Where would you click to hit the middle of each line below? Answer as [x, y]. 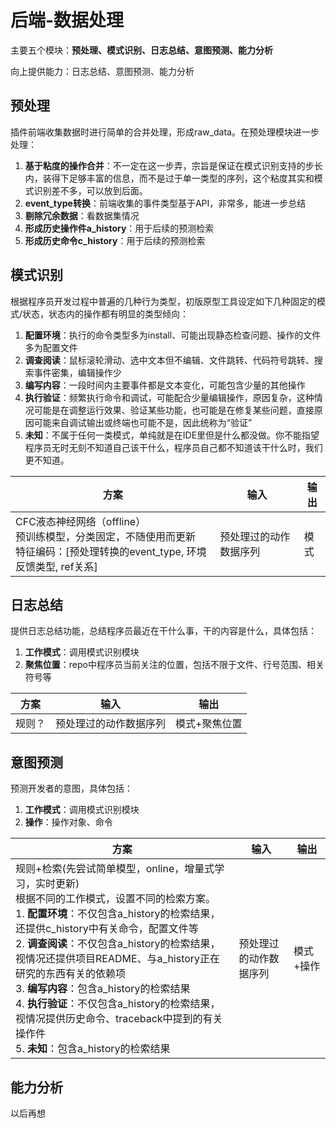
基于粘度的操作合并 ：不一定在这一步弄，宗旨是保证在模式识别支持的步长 [173, 165]
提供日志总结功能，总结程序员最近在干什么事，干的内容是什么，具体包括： [163, 631]
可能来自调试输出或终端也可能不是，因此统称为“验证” [143, 422]
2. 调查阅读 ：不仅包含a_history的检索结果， [118, 944]
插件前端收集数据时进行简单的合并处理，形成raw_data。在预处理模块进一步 [165, 132]
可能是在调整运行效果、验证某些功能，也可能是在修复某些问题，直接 [174, 410]
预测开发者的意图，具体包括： [71, 788]
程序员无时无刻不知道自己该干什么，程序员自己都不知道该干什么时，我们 [173, 447]
